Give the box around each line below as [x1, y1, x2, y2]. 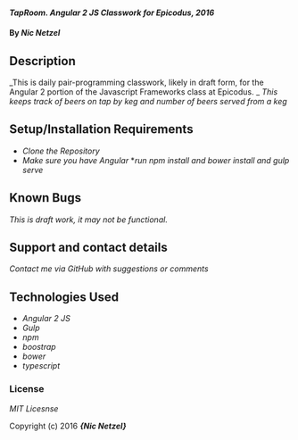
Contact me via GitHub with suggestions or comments [9, 263, 209, 274]
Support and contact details [9, 240, 168, 255]
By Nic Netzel [9, 28, 61, 38]
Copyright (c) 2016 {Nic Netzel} [9, 420, 127, 431]
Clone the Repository [21, 145, 100, 156]
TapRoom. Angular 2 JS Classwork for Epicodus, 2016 [9, 7, 215, 18]
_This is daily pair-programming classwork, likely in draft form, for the [9, 77, 265, 87]
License [9, 383, 45, 395]
